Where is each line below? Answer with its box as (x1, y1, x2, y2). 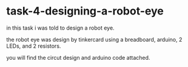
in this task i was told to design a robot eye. (6, 24, 115, 31)
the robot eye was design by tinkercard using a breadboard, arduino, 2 (6, 36, 183, 43)
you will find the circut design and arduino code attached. (6, 54, 150, 61)
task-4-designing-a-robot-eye (6, 4, 164, 18)
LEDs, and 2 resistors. (6, 42, 61, 49)
